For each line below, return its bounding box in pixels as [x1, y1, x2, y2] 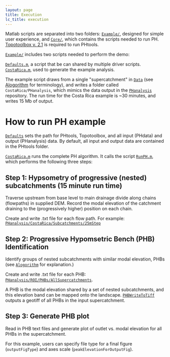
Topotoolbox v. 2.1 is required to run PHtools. [5, 42, 99, 48]
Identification [5, 242, 49, 251]
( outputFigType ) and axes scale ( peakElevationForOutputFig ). [5, 346, 133, 352]
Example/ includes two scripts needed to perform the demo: [5, 51, 130, 57]
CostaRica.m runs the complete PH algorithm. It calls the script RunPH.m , [5, 153, 154, 159]
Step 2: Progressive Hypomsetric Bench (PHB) [5, 235, 155, 243]
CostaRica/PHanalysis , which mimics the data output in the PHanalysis [5, 87, 152, 93]
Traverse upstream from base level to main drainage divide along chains [5, 195, 156, 201]
